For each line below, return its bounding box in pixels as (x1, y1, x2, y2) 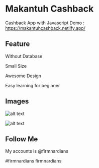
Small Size (5, 63, 27, 69)
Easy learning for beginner (5, 82, 60, 88)
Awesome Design (5, 73, 42, 79)
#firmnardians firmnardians (5, 158, 62, 164)
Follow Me (5, 135, 38, 143)
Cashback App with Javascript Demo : (5, 20, 84, 26)
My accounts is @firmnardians (5, 148, 69, 154)
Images (5, 97, 29, 106)
